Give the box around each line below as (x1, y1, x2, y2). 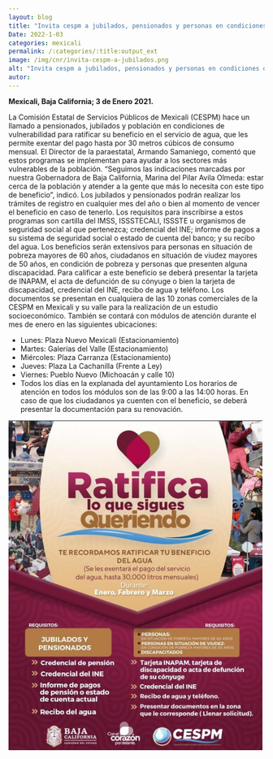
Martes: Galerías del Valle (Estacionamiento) (19, 344, 169, 353)
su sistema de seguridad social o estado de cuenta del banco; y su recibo (8, 232, 256, 243)
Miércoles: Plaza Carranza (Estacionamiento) (19, 352, 171, 362)
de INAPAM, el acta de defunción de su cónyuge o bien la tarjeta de (8, 276, 236, 286)
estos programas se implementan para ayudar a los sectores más (8, 155, 227, 165)
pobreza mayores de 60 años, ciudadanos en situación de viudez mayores (8, 250, 258, 260)
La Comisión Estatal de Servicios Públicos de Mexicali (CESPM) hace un (8, 112, 250, 122)
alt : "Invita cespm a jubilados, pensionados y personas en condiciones (8, 65, 260, 73)
